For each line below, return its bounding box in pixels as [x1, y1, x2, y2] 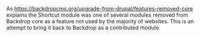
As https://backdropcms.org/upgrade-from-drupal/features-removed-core [6, 5, 193, 12]
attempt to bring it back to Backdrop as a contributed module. [6, 24, 161, 31]
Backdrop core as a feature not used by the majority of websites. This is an [6, 18, 195, 24]
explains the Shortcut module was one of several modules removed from [6, 11, 188, 18]
